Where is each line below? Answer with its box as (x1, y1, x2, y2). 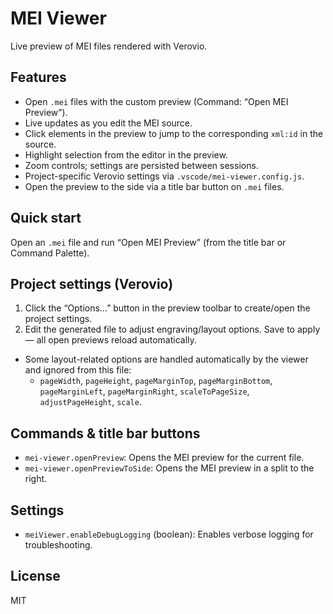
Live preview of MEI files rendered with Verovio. (10, 40, 208, 52)
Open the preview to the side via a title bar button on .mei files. (24, 180, 285, 192)
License (10, 568, 61, 585)
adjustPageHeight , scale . (39, 396, 142, 408)
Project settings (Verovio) (10, 275, 174, 292)
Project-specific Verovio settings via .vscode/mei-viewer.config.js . (24, 170, 305, 182)
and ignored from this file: (24, 364, 132, 376)
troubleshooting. (24, 539, 93, 551)
